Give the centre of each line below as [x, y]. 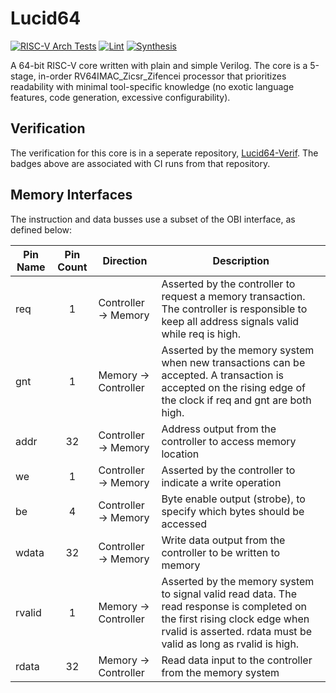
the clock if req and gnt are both [236, 400]
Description [241, 260]
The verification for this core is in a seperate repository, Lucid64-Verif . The [164, 153]
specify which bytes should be [233, 511]
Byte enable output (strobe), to [233, 499]
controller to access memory [229, 441]
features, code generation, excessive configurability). [120, 97]
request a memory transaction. [233, 296]
